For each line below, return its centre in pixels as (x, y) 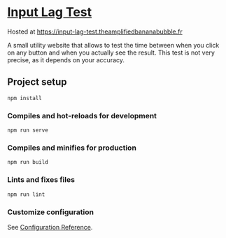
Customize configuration (51, 212)
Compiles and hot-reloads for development (82, 115)
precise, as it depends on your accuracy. (66, 59)
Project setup (37, 82)
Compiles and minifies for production (72, 148)
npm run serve (28, 130)
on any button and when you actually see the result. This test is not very (111, 52)
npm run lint (26, 194)
